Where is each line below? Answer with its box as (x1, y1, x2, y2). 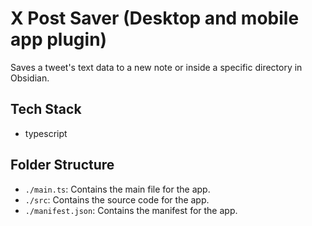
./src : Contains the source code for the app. (24, 193, 210, 206)
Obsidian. (10, 72, 50, 84)
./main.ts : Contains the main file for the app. (24, 183, 211, 195)
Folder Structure (10, 157, 115, 174)
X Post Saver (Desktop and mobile (10, 7, 300, 30)
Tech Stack (10, 101, 82, 118)
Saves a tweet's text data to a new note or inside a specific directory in (10, 61, 303, 73)
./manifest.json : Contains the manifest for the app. (24, 204, 238, 216)
